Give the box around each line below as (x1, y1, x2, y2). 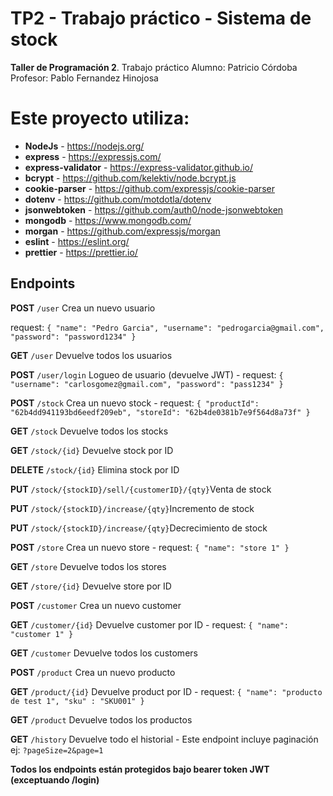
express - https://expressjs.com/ (24, 150, 162, 162)
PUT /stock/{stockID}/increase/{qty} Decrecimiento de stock (10, 522, 268, 534)
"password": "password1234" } (10, 332, 137, 342)
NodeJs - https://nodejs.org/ (24, 140, 145, 152)
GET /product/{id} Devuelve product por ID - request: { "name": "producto (10, 685, 323, 697)
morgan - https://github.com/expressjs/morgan (24, 225, 221, 237)
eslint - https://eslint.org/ (24, 235, 130, 247)
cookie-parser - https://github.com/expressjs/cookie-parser (24, 182, 275, 194)
